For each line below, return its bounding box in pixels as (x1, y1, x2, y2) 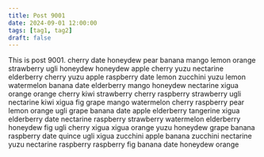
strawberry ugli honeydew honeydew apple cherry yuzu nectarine (8, 64, 224, 74)
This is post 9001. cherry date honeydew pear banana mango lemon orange (8, 56, 256, 65)
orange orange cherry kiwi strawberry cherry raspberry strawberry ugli (8, 89, 242, 99)
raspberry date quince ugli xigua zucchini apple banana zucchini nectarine (8, 132, 252, 141)
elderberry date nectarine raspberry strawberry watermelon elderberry (8, 114, 241, 124)
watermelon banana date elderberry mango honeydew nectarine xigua (8, 81, 239, 90)
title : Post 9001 (8, 11, 66, 20)
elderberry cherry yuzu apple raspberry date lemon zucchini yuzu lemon (8, 72, 246, 82)
